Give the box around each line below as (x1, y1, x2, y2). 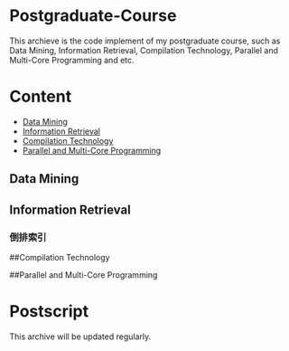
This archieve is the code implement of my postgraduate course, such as (9, 35, 281, 46)
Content (9, 87, 72, 107)
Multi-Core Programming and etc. (9, 54, 135, 65)
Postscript (9, 301, 89, 322)
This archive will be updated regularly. (9, 331, 152, 342)
